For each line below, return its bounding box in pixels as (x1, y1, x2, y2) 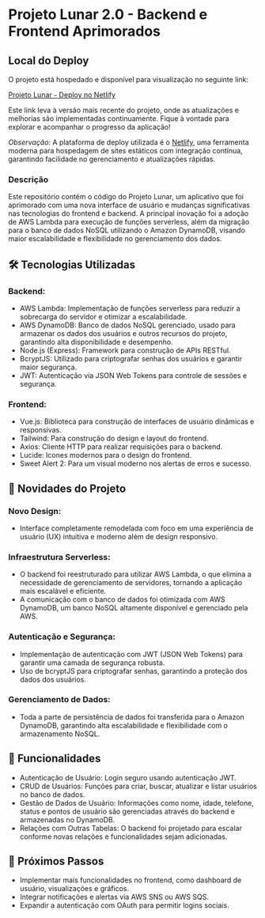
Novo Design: (8, 505, 62, 516)
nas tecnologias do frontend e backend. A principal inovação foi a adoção (8, 209, 249, 218)
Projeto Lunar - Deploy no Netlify (8, 90, 116, 100)
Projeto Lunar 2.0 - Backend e (8, 6, 208, 24)
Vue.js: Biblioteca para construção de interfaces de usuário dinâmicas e (19, 417, 255, 426)
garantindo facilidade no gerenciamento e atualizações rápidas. (8, 154, 216, 164)
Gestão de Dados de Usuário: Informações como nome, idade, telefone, (19, 798, 255, 807)
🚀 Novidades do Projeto (8, 482, 127, 495)
